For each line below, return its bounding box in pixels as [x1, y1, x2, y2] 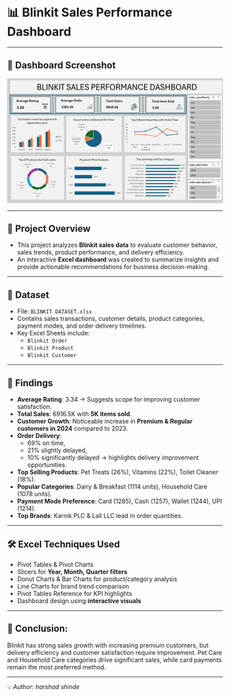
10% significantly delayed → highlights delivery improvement [27, 454, 199, 462]
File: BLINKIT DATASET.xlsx [16, 307, 92, 315]
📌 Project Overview [7, 223, 91, 234]
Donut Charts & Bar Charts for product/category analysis [16, 575, 178, 583]
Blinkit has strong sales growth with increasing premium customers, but [7, 641, 209, 649]
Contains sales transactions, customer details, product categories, [16, 315, 205, 323]
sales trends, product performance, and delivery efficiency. [16, 248, 185, 257]
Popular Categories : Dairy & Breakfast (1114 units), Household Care [16, 482, 207, 491]
